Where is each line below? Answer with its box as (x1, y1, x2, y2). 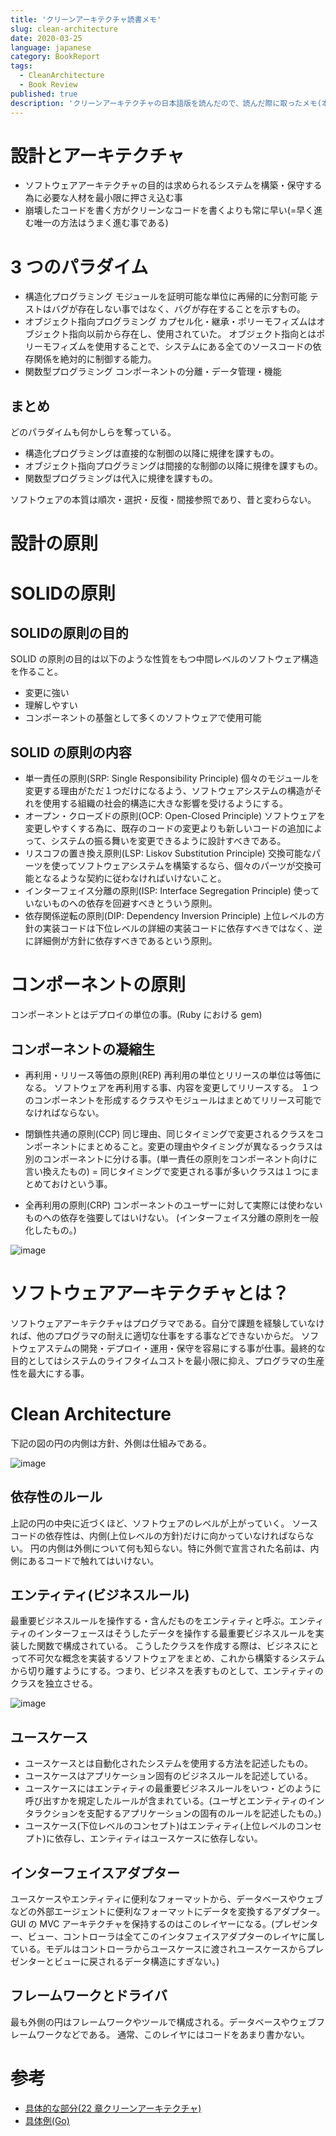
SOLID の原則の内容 (10, 744, 132, 761)
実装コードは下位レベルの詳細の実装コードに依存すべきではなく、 (42, 922, 314, 935)
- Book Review (19, 80, 78, 90)
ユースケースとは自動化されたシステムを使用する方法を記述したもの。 (24, 1757, 313, 1770)
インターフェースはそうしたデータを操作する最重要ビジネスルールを (36, 1627, 316, 1640)
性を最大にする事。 (10, 1367, 90, 1379)
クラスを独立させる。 (10, 1677, 98, 1690)
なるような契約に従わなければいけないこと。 (42, 872, 227, 885)
